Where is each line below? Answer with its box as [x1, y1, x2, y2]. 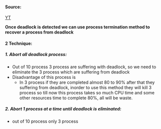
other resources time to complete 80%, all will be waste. [19, 95, 133, 101]
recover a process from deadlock [5, 29, 74, 35]
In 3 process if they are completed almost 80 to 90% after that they [19, 79, 155, 85]
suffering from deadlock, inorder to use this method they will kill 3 [19, 84, 152, 90]
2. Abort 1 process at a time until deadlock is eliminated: [5, 106, 122, 112]
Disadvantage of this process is [12, 74, 76, 80]
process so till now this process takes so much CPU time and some [19, 90, 155, 95]
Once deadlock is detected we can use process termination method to [5, 24, 150, 30]
